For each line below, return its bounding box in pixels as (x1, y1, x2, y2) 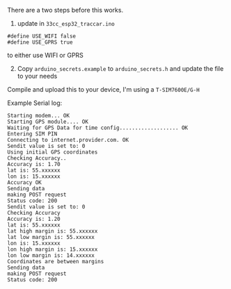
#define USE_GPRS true (7, 39, 73, 46)
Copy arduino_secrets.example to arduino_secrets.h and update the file (17, 65, 224, 72)
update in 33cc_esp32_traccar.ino (17, 19, 115, 27)
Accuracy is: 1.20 (7, 215, 61, 222)
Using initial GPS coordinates (7, 149, 98, 156)
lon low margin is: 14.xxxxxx (7, 252, 95, 259)
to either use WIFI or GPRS (7, 51, 83, 59)
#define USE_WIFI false (7, 33, 77, 40)
